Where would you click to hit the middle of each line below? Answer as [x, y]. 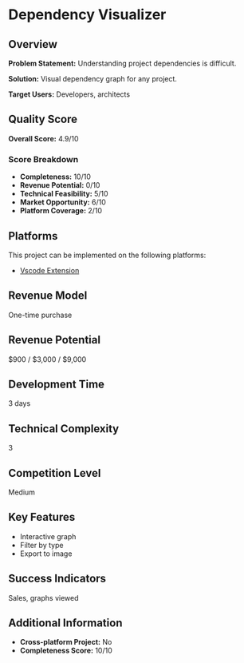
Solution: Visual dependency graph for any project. [93, 79]
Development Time [57, 384]
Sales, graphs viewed [43, 597]
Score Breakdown [43, 159]
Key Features [42, 517]
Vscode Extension [49, 270]
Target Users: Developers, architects [69, 94]
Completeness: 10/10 [55, 177]
